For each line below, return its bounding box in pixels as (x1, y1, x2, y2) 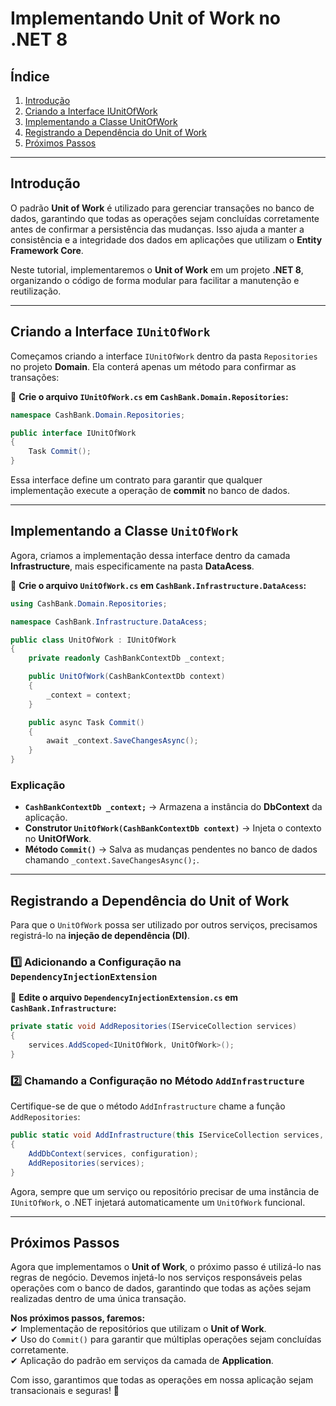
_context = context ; (46, 690, 132, 700)
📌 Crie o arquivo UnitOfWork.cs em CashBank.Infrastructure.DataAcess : (10, 579, 307, 591)
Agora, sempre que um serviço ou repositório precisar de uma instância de (10, 1185, 320, 1197)
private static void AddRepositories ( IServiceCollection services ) (10, 1022, 298, 1032)
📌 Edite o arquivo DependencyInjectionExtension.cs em (10, 992, 239, 1004)
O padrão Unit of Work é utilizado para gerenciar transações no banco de (10, 202, 315, 214)
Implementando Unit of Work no (10, 7, 282, 30)
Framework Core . (10, 244, 84, 256)
